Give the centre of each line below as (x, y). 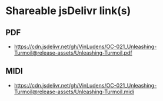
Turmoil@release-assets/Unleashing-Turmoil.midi (74, 92)
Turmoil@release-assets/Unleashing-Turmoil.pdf (73, 53)
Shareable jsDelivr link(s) (68, 11)
